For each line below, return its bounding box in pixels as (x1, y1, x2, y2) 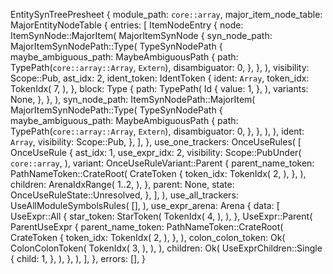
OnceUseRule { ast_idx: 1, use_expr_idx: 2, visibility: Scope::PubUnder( (10, 147, 302, 158)
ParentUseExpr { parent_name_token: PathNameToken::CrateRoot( (10, 221, 284, 233)
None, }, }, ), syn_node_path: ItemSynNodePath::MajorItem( (10, 94, 256, 105)
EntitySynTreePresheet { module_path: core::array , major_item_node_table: (10, 9, 323, 20)
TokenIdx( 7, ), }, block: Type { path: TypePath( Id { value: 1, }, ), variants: (10, 83, 309, 94)
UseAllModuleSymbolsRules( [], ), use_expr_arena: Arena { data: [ (10, 200, 280, 211)
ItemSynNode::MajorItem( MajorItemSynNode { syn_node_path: (10, 30, 273, 41)
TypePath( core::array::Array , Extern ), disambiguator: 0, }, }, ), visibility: (10, 62, 310, 73)
